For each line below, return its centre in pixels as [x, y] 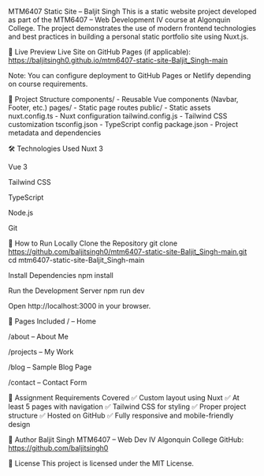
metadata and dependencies [55, 133]
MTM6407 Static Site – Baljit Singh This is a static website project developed [132, 11]
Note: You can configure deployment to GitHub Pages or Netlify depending [130, 75]
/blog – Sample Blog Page [50, 367]
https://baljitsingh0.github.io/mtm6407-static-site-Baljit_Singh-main [118, 60]
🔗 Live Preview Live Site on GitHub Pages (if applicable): [100, 52]
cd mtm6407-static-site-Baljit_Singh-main [76, 260]
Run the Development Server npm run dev [76, 290]
